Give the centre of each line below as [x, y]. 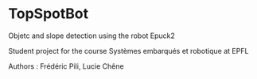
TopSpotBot [49, 14]
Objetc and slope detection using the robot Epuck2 [92, 36]
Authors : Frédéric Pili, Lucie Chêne [66, 66]
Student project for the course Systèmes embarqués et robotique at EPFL [128, 51]
